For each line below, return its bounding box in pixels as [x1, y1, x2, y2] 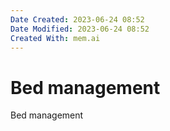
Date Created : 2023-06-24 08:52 [10, 14, 145, 25]
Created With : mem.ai [10, 33, 101, 43]
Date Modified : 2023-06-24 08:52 [10, 24, 150, 34]
